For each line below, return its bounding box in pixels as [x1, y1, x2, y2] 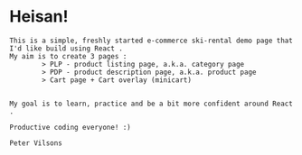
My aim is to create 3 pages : [9, 51, 127, 60]
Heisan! [9, 6, 70, 27]
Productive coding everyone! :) [9, 123, 131, 132]
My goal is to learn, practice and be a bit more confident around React [9, 99, 294, 108]
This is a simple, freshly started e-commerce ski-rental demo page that [9, 36, 294, 45]
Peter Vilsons [9, 138, 63, 148]
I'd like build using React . [9, 43, 124, 53]
